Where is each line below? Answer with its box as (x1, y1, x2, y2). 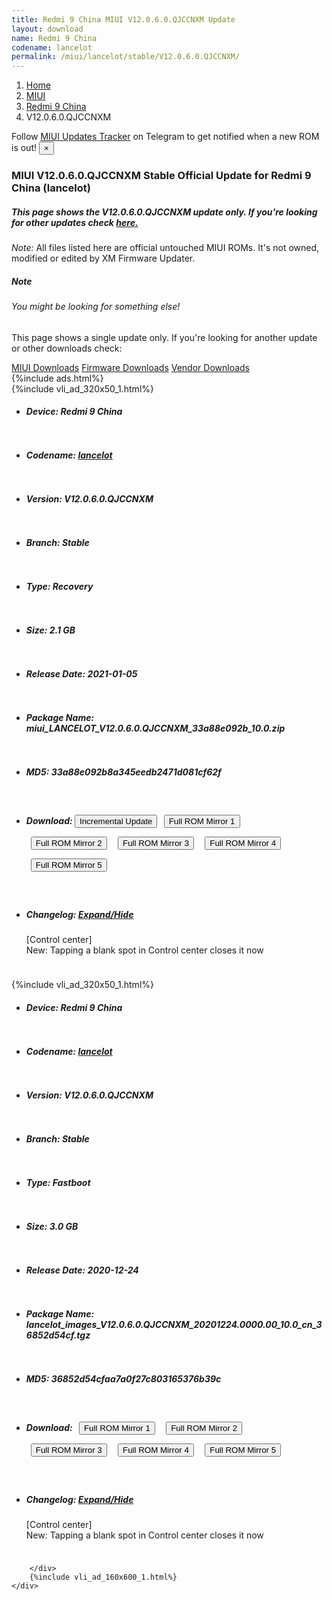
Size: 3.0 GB (25, 1220, 79, 1232)
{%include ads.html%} (11, 372, 104, 384)
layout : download (11, 24, 84, 34)
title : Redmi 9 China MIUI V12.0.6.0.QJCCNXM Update (11, 14, 236, 25)
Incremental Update (79, 816, 153, 826)
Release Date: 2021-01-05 (25, 668, 138, 680)
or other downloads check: (11, 342, 123, 354)
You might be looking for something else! (11, 300, 181, 312)
